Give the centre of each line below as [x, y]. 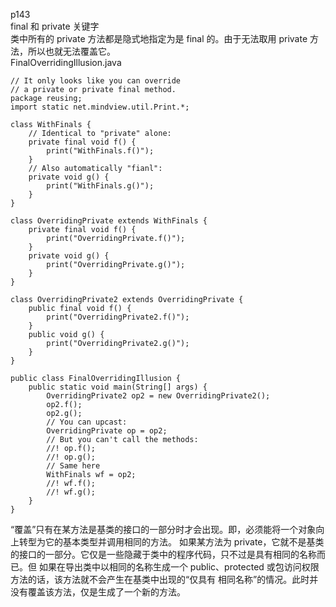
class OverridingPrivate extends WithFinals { [109, 221]
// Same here [73, 466]
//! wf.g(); [71, 492]
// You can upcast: [87, 422]
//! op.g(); [71, 457]
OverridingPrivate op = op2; [107, 431]
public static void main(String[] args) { [118, 387]
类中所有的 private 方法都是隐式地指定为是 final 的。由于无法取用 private [159, 38]
